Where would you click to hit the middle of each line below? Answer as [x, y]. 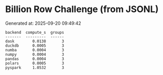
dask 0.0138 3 [35, 41]
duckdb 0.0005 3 [35, 46]
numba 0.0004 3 [35, 50]
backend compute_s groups [35, 32]
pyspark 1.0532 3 [35, 67]
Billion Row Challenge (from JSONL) [82, 9]
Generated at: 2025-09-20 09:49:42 [43, 23]
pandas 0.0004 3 [35, 59]
